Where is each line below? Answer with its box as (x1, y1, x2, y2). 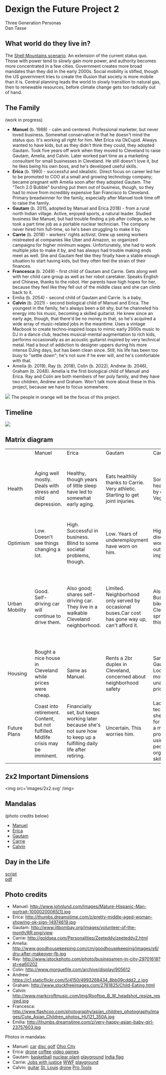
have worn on (105, 543, 137, 550)
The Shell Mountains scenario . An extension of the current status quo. (5, 52, 148, 58)
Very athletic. (105, 486, 137, 493)
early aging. (66, 501, 94, 508)
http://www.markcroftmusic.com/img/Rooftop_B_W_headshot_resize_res (12, 993, 161, 999)
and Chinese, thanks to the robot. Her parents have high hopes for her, (12, 278, 157, 285)
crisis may (34, 740, 58, 747)
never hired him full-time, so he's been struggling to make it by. (12, 226, 141, 232)
